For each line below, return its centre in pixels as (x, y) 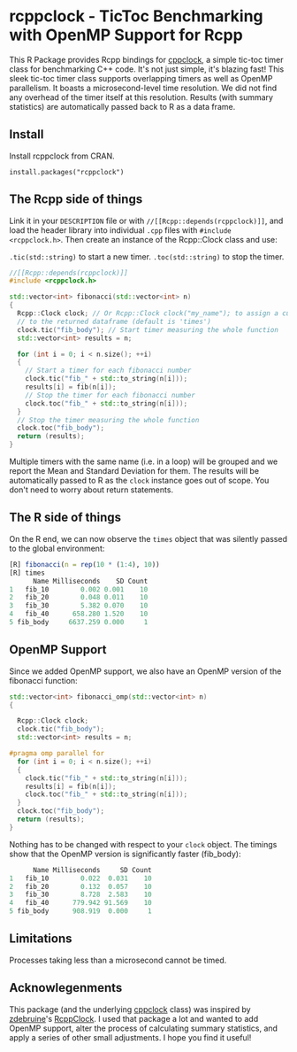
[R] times (27, 573)
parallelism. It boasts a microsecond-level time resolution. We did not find (143, 88)
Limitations (41, 939)
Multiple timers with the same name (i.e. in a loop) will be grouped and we (144, 461)
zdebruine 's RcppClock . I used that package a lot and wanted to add (134, 1018)
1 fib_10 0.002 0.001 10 (79, 589)
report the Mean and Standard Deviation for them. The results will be (134, 471)
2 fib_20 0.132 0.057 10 (80, 886)
